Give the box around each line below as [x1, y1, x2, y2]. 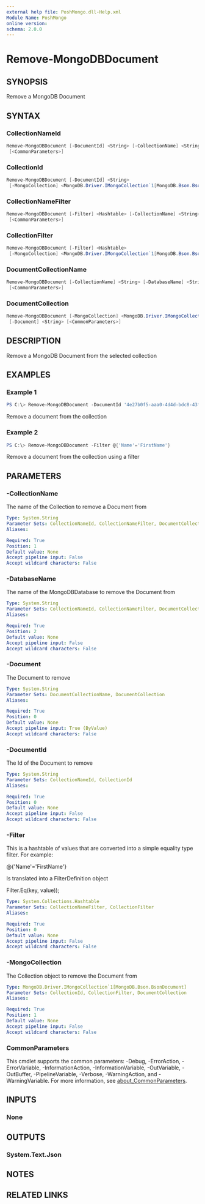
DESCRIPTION [6, 336, 61, 346]
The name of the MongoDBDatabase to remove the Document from [6, 589, 176, 596]
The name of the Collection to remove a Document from [6, 503, 147, 511]
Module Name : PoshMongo [6, 15, 67, 21]
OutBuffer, [6, 1070, 32, 1077]
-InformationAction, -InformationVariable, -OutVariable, [42, 1064, 181, 1071]
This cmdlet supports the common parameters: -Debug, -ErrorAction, [6, 1057, 181, 1065]
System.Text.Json [6, 1150, 62, 1159]
